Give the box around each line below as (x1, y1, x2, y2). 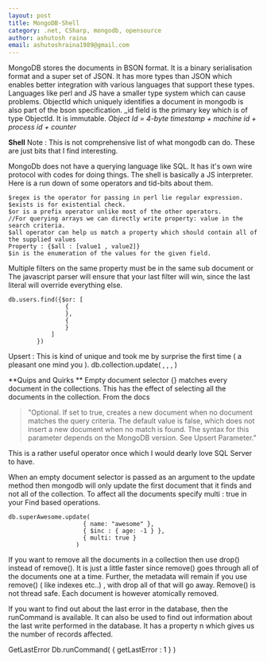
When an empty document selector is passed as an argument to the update (8, 473, 256, 482)
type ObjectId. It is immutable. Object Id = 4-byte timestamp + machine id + (8, 114, 257, 123)
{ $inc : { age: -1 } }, (83, 527, 165, 535)
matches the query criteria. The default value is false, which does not (27, 416, 255, 426)
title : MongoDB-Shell (8, 19, 80, 27)
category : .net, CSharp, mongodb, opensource (8, 26, 161, 34)
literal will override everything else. (8, 280, 123, 290)
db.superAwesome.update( (8, 513, 91, 521)
